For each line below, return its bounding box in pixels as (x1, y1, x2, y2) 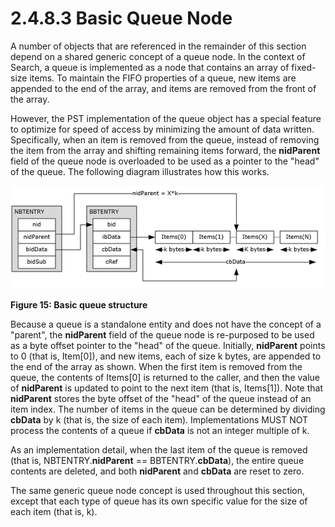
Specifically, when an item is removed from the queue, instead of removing (10, 133, 320, 146)
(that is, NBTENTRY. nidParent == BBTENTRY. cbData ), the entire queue (10, 454, 305, 466)
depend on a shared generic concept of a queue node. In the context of (10, 50, 306, 62)
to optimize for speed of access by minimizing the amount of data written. (10, 123, 315, 135)
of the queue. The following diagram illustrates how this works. (10, 165, 270, 177)
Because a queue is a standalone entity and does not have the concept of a (10, 318, 322, 330)
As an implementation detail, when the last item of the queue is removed (10, 443, 308, 456)
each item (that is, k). (10, 505, 98, 517)
